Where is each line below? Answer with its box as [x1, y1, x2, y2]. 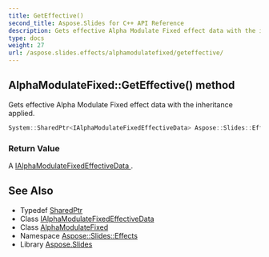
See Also [8, 184, 54, 198]
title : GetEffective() [8, 11, 84, 20]
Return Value [8, 143, 60, 154]
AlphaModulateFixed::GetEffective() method [8, 78, 235, 92]
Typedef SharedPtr [19, 205, 83, 215]
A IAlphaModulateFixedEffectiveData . [8, 161, 134, 171]
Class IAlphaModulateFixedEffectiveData [19, 214, 155, 223]
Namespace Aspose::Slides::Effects [19, 231, 139, 240]
